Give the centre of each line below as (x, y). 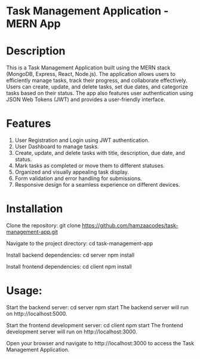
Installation (35, 209)
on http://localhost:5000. (37, 314)
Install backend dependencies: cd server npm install (70, 255)
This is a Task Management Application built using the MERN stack (88, 68)
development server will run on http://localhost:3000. (72, 331)
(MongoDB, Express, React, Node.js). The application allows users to (91, 74)
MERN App (33, 24)
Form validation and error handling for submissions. (78, 178)
